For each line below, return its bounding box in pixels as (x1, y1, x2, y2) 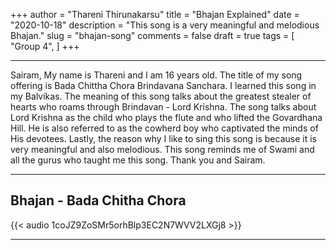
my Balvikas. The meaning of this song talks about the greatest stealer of (10, 90, 312, 102)
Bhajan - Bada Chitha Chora (10, 192, 187, 209)
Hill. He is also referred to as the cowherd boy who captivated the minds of (10, 122, 319, 134)
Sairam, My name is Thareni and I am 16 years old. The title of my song (10, 69, 303, 81)
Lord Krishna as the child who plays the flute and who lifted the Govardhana (10, 112, 323, 123)
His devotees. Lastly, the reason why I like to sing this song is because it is (10, 133, 317, 144)
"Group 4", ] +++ (10, 40, 80, 52)
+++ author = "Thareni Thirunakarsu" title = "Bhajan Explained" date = (10, 9, 300, 20)
